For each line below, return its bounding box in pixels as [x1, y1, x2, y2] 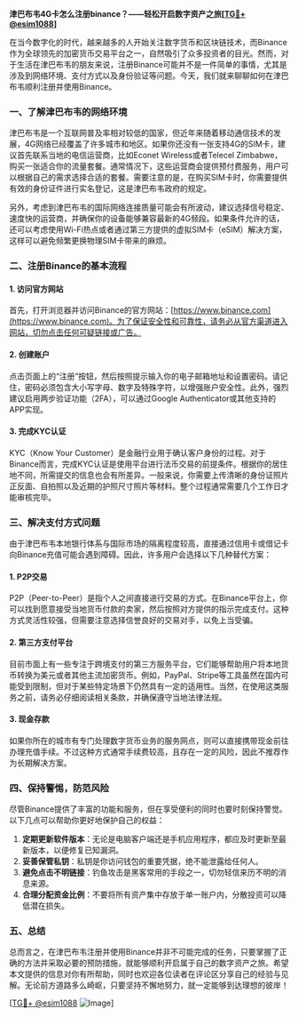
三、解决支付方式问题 [9, 516, 100, 528]
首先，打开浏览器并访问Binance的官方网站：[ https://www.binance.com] [9, 305, 271, 316]
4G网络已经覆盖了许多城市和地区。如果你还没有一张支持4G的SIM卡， [24, 139, 278, 149]
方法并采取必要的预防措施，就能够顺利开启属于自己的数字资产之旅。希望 [24, 957, 289, 968]
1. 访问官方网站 [9, 284, 64, 294]
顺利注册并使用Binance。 [24, 82, 117, 92]
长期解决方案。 [16, 757, 72, 768]
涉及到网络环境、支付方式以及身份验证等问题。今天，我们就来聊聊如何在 [9, 70, 273, 81]
